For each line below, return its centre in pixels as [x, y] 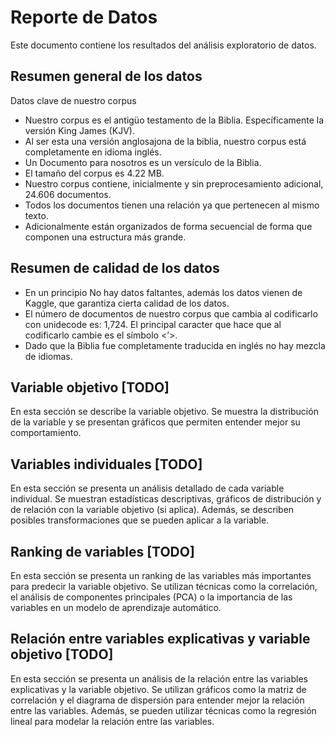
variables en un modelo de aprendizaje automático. [116, 607]
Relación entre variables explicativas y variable [160, 639]
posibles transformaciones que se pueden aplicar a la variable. [140, 520]
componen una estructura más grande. [105, 237]
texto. [36, 215]
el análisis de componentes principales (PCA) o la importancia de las [151, 597]
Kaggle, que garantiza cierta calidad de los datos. [127, 303]
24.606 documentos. [68, 194]
